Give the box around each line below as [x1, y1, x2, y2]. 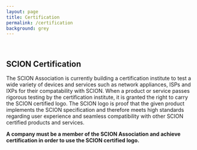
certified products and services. [6, 119, 85, 126]
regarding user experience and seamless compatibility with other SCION [6, 112, 183, 120]
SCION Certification [6, 59, 82, 69]
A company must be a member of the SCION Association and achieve [6, 130, 181, 137]
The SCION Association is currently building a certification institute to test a [6, 75, 192, 82]
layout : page [6, 8, 39, 15]
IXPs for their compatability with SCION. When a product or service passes [6, 87, 190, 95]
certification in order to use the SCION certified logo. [6, 137, 140, 144]
